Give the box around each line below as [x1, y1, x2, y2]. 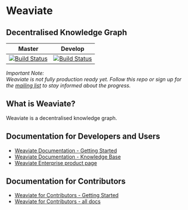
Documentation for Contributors [6, 177, 126, 187]
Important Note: [6, 70, 44, 77]
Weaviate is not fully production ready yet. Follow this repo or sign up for [6, 76, 182, 82]
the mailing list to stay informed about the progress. [6, 82, 131, 89]
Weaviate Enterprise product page [14, 159, 98, 166]
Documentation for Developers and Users [6, 132, 161, 142]
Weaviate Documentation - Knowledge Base [14, 153, 121, 160]
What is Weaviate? [6, 99, 76, 109]
